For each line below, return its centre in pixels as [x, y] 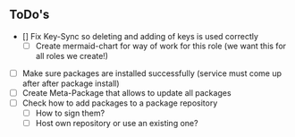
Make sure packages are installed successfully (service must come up [152, 73]
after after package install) [71, 83]
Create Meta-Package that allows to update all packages [126, 92]
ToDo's [29, 15]
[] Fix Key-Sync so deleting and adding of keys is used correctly [140, 36]
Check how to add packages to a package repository [120, 103]
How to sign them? [70, 113]
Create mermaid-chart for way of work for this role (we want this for [161, 46]
